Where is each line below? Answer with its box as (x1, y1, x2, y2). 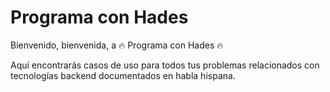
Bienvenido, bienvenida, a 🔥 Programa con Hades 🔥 (10, 39, 224, 51)
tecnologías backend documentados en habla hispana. (10, 69, 236, 81)
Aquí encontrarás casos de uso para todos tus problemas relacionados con (10, 59, 320, 71)
